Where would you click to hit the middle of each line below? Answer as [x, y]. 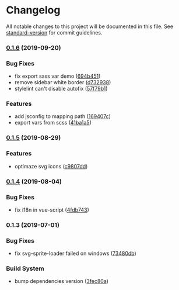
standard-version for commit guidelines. [54, 32]
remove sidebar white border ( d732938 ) [63, 82]
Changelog [33, 10]
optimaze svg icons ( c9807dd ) [51, 166]
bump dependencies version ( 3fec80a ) [62, 281]
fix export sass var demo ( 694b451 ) [57, 76]
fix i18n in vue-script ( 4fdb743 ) [52, 210]
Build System [25, 268]
